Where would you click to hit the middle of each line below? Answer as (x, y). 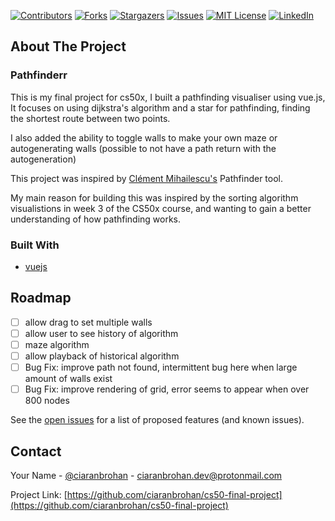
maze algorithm (57, 344)
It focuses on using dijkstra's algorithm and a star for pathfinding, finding (160, 107)
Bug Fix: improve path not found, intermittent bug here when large (161, 367)
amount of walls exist (68, 379)
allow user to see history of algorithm (101, 333)
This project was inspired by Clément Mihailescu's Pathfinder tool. (147, 178)
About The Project (68, 46)
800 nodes (47, 401)
